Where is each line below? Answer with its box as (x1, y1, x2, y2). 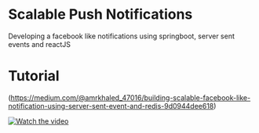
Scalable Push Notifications (8, 5, 193, 23)
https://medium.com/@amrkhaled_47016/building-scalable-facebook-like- (10, 92, 251, 102)
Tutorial (8, 67, 60, 85)
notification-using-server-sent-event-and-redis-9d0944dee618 (8, 101, 214, 110)
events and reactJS (8, 39, 71, 49)
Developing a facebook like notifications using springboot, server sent (8, 31, 235, 41)
